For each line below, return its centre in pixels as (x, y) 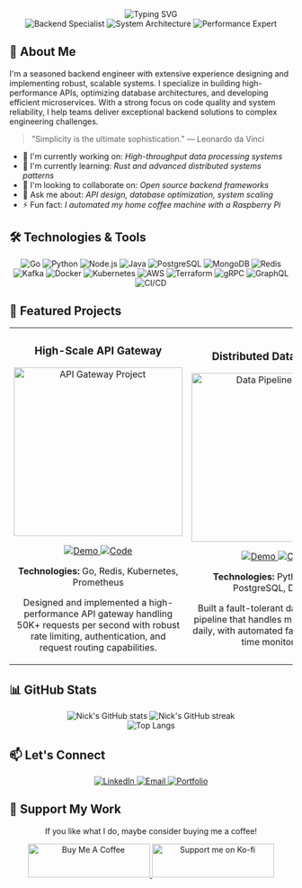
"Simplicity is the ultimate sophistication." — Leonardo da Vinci (148, 139)
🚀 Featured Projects (66, 311)
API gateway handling (127, 614)
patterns (38, 175)
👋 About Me (43, 52)
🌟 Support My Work (65, 809)
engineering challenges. (54, 121)
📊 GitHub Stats (53, 690)
